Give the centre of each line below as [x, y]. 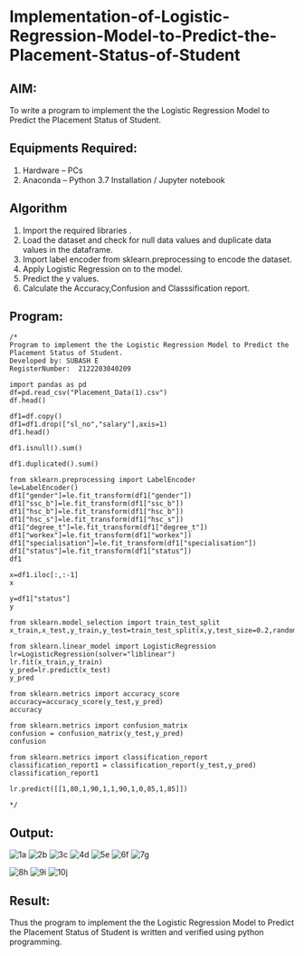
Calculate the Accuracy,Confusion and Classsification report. [136, 288]
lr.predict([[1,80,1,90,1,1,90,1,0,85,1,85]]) [99, 789]
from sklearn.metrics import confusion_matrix [99, 726]
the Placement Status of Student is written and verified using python [137, 932]
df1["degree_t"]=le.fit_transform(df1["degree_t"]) [109, 527]
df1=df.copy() [36, 417]
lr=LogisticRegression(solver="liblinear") [93, 654]
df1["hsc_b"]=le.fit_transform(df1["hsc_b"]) [96, 512]
